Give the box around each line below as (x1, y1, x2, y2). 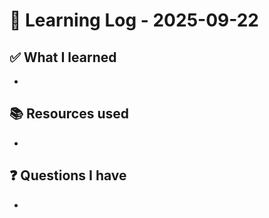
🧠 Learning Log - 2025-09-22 (9, 9, 259, 32)
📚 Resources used (9, 105, 130, 123)
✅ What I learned (9, 49, 117, 66)
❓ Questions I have (9, 167, 127, 184)
